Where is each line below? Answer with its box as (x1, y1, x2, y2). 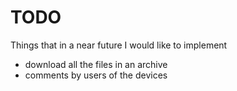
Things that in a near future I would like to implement (10, 39, 228, 51)
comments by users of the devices (24, 69, 168, 81)
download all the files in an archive (24, 58, 168, 70)
